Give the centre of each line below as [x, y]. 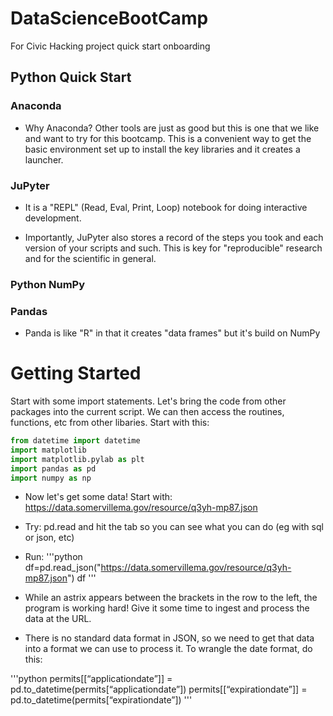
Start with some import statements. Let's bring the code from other [148, 401]
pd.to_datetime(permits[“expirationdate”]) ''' [101, 700]
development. [53, 218]
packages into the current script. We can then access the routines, [147, 412]
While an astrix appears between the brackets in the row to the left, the [171, 598]
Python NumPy [48, 284]
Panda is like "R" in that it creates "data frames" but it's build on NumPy [172, 333]
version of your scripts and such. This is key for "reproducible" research [173, 248]
